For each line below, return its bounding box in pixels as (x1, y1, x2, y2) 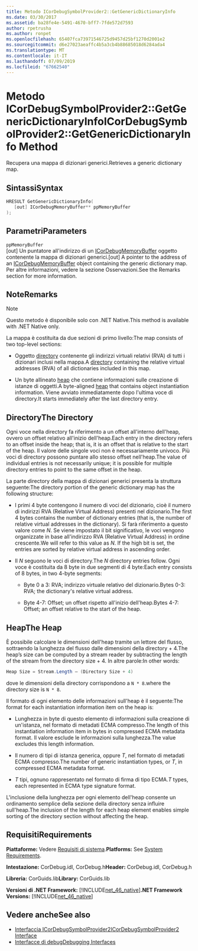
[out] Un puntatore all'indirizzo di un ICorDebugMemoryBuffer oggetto (6, 247, 177, 254)
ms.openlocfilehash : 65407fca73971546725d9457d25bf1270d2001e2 (6, 36, 165, 42)
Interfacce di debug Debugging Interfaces (14, 938, 116, 945)
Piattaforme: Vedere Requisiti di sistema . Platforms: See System (6, 845, 163, 853)
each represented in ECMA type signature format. (14, 782, 136, 789)
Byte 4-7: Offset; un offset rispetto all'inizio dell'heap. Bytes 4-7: (23, 599, 179, 606)
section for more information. (6, 272, 77, 279)
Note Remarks (6, 289, 58, 300)
